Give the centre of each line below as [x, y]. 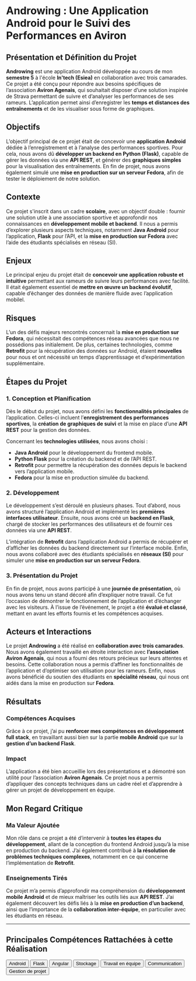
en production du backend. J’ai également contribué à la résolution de [91, 850]
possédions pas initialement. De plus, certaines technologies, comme [90, 345]
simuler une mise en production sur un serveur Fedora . [73, 560]
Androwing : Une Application [77, 11]
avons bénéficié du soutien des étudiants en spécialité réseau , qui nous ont [97, 677]
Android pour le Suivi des [69, 23]
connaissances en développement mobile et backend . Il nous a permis [92, 223]
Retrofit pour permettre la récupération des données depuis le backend [101, 465]
